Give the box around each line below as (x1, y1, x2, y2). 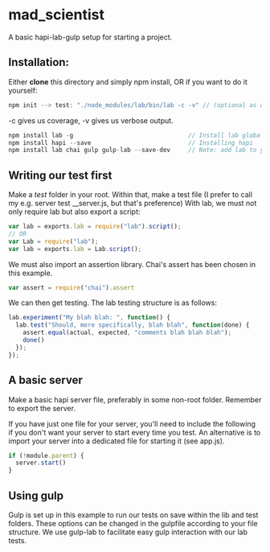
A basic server (8, 373, 83, 387)
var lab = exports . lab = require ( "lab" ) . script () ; (8, 223, 182, 231)
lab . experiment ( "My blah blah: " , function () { (8, 314, 171, 322)
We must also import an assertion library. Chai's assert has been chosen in (8, 259, 256, 269)
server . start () (15, 459, 67, 468)
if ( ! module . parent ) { (8, 451, 84, 459)
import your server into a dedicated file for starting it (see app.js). (8, 436, 225, 446)
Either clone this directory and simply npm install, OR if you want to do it (8, 76, 247, 86)
